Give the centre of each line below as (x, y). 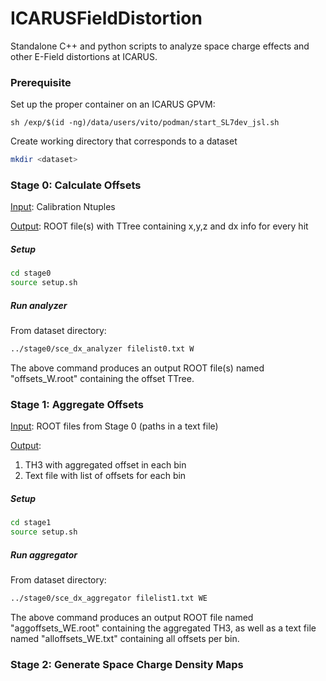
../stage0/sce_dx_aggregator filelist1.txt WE (109, 598)
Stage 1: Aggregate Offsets (77, 404)
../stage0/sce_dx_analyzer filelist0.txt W (102, 349)
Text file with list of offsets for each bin (105, 476)
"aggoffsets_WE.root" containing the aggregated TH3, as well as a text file (163, 628)
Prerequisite (41, 82)
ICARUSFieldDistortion (106, 18)
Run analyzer (39, 305)
